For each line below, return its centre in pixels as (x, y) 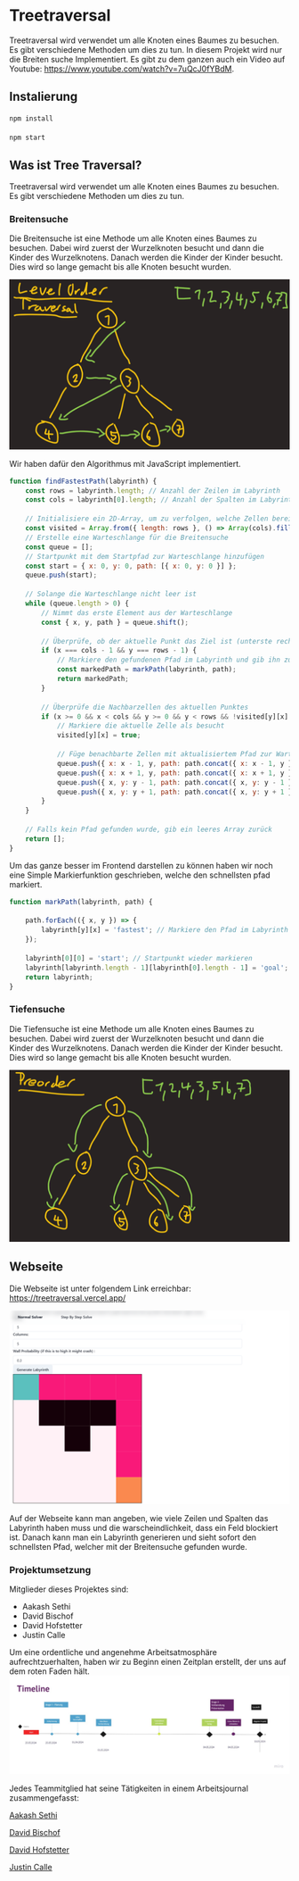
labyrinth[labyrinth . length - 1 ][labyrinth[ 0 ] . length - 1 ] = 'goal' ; (157, 968)
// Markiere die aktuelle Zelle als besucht (141, 726)
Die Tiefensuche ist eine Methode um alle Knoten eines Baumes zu (132, 1028)
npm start (28, 137)
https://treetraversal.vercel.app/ (68, 1298)
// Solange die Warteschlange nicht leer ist (111, 595)
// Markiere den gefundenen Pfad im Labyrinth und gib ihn (168, 660)
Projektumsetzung (50, 1570)
